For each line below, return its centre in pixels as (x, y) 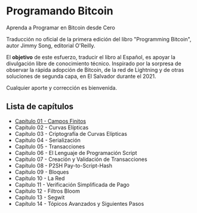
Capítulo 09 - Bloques (42, 172)
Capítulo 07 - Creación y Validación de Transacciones (81, 159)
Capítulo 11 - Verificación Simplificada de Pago (72, 184)
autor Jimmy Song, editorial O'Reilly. (51, 45)
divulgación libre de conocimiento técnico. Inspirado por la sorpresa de (94, 63)
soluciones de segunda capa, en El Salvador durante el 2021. (81, 76)
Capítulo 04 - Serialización (47, 140)
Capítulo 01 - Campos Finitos (50, 121)
